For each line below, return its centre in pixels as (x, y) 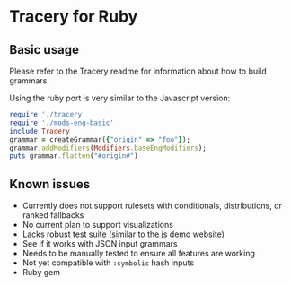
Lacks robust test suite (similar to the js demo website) (123, 234)
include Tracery (40, 131)
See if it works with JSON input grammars (100, 244)
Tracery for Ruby (74, 17)
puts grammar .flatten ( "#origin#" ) (74, 156)
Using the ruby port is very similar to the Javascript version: (120, 98)
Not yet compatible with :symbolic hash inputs (108, 263)
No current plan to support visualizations (97, 225)
